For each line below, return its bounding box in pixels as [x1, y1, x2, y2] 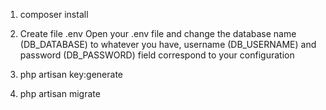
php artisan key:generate [19, 69, 124, 80]
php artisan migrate [19, 88, 101, 99]
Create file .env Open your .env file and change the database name [19, 28, 297, 39]
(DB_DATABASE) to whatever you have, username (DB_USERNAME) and [19, 39, 317, 50]
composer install [19, 9, 89, 20]
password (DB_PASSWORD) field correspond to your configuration [19, 49, 295, 61]
